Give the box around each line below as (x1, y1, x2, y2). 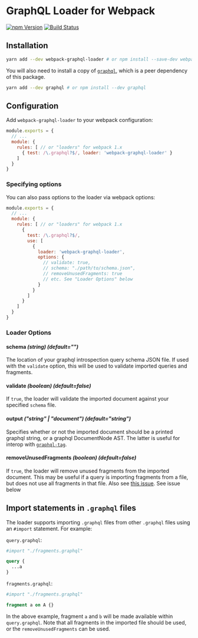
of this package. (6, 73, 45, 80)
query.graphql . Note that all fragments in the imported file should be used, (6, 619, 187, 626)
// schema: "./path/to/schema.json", (43, 265, 136, 272)
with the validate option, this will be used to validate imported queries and (6, 362, 187, 369)
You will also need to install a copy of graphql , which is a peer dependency (6, 67, 187, 74)
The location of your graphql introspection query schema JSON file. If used (6, 356, 189, 363)
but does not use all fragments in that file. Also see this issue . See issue (6, 480, 181, 487)
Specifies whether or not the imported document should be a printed (6, 428, 173, 435)
